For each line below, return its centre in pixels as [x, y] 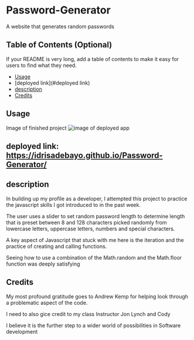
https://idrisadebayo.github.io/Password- [84, 155]
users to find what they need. [42, 65]
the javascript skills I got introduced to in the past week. [73, 205]
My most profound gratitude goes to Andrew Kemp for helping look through [97, 296]
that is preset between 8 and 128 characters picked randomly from [86, 222]
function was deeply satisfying [43, 264]
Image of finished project [36, 128]
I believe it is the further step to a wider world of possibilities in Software [93, 325]
